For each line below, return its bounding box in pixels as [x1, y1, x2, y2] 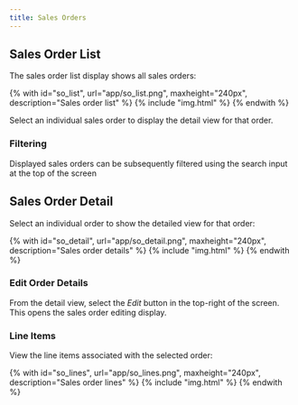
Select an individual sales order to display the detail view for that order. [9, 115, 274, 126]
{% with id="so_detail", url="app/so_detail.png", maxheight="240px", [9, 235, 266, 246]
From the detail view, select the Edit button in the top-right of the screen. [9, 297, 280, 308]
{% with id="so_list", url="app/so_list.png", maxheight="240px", [9, 87, 248, 99]
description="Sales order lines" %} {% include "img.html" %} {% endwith [9, 377, 283, 388]
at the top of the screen [9, 168, 98, 179]
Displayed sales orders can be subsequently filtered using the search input [9, 158, 288, 169]
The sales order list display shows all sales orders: [9, 70, 197, 81]
